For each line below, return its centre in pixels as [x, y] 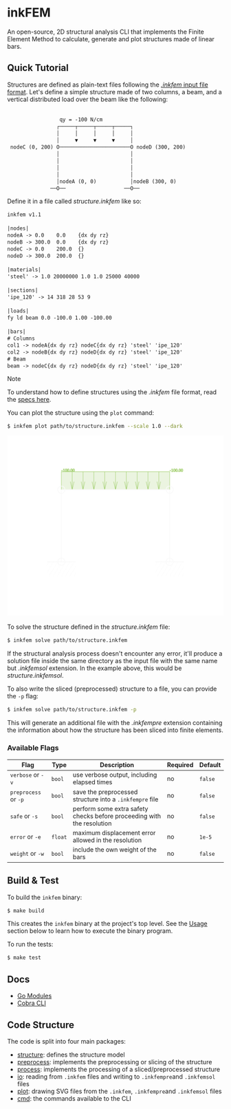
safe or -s [24, 816]
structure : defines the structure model [71, 1055]
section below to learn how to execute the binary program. [90, 931]
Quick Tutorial [38, 68]
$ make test [24, 958]
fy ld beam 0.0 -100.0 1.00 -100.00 [59, 318]
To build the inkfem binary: [45, 897]
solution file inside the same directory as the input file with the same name [112, 661]
